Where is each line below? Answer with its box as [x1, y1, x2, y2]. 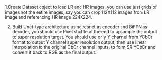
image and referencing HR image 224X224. [5, 15, 93, 20]
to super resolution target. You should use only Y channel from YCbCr [12, 34, 153, 40]
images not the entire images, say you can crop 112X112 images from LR [5, 9, 150, 15]
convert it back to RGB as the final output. [12, 49, 97, 55]
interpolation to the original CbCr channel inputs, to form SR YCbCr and [12, 45, 156, 50]
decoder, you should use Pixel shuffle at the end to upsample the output [12, 29, 157, 34]
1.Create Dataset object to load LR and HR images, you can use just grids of [5, 4, 157, 10]
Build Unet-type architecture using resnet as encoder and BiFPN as [12, 24, 148, 30]
